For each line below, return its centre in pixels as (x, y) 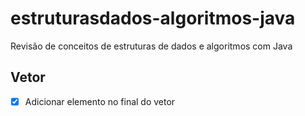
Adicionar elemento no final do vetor (100, 101)
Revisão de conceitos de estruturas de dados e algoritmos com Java (151, 46)
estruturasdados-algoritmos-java (153, 18)
